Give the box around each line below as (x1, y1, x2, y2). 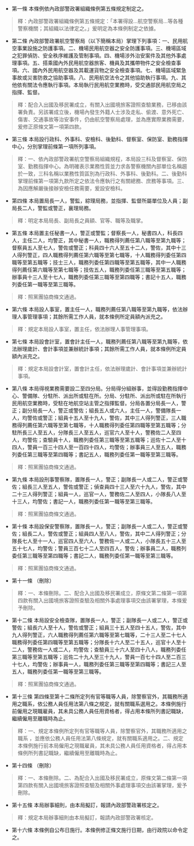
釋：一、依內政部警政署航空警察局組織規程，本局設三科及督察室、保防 (17, 155, 188, 163)
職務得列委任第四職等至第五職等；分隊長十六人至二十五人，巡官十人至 (11, 639, 182, 645)
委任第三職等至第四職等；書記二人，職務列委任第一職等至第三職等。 (11, 552, 176, 559)
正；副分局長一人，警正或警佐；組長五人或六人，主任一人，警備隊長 (11, 407, 176, 414)
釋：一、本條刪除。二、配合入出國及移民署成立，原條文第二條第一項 (17, 590, 182, 597)
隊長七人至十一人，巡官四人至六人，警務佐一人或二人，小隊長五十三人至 (11, 537, 186, 544)
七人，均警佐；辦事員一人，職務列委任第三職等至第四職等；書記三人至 (16, 661, 186, 668)
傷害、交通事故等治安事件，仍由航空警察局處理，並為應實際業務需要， (17, 116, 188, 123)
